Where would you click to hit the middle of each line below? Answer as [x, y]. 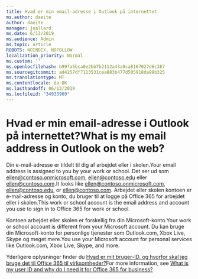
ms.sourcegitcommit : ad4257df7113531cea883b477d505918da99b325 [86, 72]
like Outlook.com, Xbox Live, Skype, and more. [63, 245]
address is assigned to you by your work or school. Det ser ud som [88, 171]
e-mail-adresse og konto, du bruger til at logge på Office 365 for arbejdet [95, 196]
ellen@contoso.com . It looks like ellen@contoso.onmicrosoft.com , [86, 183]
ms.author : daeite [29, 17]
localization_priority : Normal [45, 56]
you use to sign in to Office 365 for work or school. [68, 209]
